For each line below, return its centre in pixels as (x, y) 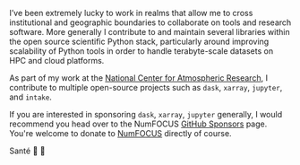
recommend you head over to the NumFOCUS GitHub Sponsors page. (138, 124)
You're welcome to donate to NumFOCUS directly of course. (120, 133)
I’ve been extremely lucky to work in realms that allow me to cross (131, 13)
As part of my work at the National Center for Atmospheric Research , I (139, 78)
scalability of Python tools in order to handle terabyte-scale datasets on (141, 51)
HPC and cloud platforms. (57, 61)
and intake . (30, 97)
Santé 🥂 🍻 (27, 151)
